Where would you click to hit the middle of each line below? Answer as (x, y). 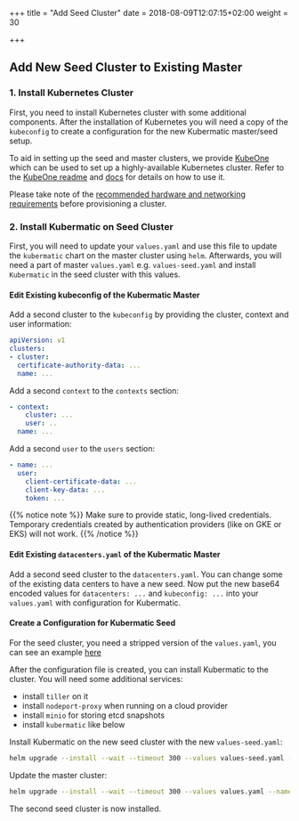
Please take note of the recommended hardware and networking (128, 194)
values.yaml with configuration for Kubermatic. (95, 602)
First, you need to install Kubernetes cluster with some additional (128, 112)
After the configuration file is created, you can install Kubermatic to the (139, 669)
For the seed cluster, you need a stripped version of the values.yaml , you (143, 642)
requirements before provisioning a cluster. (88, 203)
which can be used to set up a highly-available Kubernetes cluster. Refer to (147, 167)
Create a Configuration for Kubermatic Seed (93, 623)
